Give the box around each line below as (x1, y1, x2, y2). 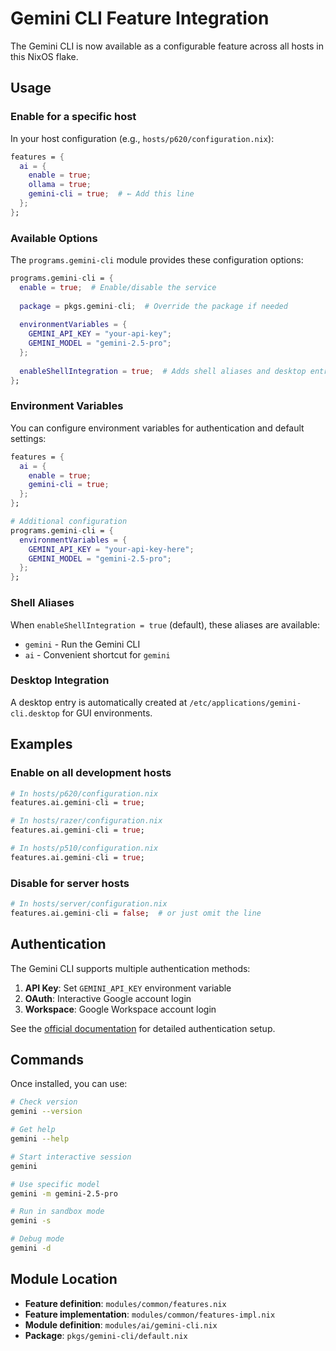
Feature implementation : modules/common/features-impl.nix (24, 1308, 276, 1320)
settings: (10, 432, 47, 444)
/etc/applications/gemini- (189, 698, 302, 708)
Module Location (10, 1271, 118, 1288)
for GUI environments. (61, 707, 153, 719)
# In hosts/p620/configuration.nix (10, 788, 159, 799)
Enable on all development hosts (10, 766, 172, 780)
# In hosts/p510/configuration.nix (10, 843, 159, 853)
